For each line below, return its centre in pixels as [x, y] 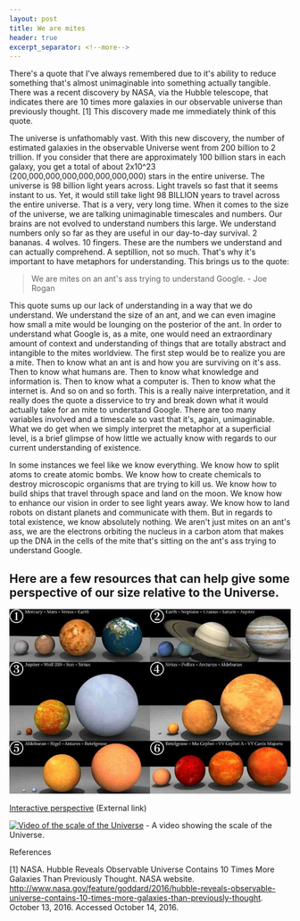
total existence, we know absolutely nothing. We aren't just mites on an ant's [150, 522]
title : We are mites [48, 28]
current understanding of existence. [75, 448]
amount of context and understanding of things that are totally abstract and [148, 344]
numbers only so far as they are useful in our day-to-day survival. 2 [133, 233]
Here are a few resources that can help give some [150, 579]
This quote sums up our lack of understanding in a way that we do [131, 306]
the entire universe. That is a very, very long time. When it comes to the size [149, 204]
